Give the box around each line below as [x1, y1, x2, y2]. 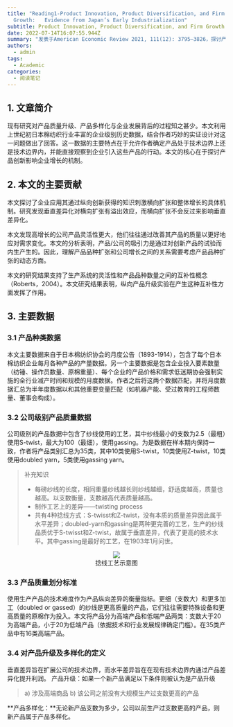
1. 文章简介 [7, 102, 53, 114]
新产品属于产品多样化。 [7, 712, 74, 721]
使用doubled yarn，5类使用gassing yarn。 [7, 455, 128, 464]
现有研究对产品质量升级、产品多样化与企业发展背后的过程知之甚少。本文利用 [7, 122, 226, 130]
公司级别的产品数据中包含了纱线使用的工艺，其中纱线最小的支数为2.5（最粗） [7, 429, 226, 437]
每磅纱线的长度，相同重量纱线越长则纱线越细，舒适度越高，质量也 [34, 484, 223, 493]
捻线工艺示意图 [95, 559, 138, 567]
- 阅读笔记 [13, 74, 41, 82]
